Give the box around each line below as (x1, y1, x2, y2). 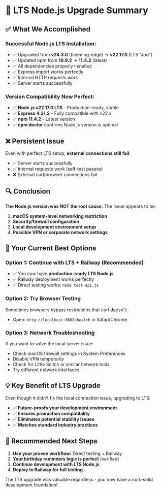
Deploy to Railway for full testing (12, 467, 83, 473)
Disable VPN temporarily (12, 356, 65, 362)
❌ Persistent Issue (5, 137, 65, 145)
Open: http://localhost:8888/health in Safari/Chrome (12, 316, 127, 322)
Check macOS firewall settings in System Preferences (12, 350, 126, 357)
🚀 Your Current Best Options (5, 244, 96, 253)
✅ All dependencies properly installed (12, 63, 92, 69)
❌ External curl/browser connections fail (12, 171, 98, 177)
